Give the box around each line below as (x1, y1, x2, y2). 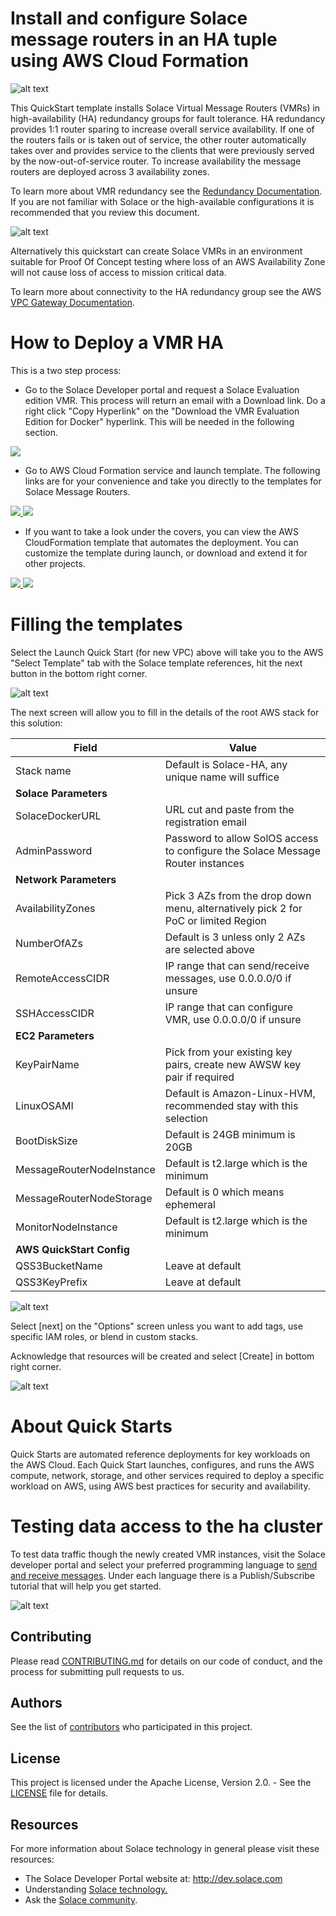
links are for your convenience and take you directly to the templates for (24, 475, 322, 487)
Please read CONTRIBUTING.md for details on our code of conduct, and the (10, 1655, 323, 1667)
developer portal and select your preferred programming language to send (10, 1558, 318, 1571)
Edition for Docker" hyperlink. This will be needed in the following (24, 415, 295, 427)
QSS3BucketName (15, 1258, 103, 1272)
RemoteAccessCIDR (15, 971, 110, 985)
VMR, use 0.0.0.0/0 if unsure (164, 1012, 302, 1026)
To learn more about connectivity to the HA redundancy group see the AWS (10, 285, 322, 297)
